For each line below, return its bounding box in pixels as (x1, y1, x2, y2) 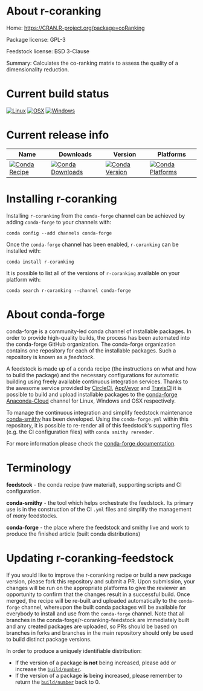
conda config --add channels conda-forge (6, 230, 112, 236)
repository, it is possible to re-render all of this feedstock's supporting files (6, 421, 192, 429)
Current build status (6, 87, 109, 101)
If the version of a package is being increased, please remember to (14, 672, 182, 679)
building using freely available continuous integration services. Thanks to (6, 378, 188, 385)
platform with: (6, 276, 41, 283)
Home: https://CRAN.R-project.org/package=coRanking (6, 24, 145, 31)
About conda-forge (6, 307, 105, 321)
